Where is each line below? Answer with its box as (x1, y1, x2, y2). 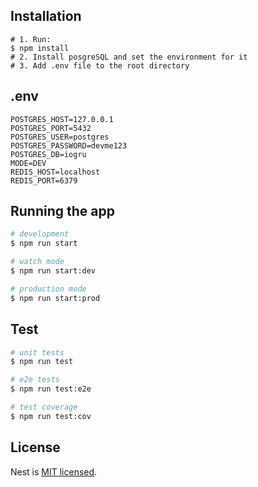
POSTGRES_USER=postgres (10, 132, 110, 142)
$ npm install (10, 43, 70, 53)
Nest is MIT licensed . (10, 465, 98, 478)
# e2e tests (10, 375, 60, 385)
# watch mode (10, 257, 65, 267)
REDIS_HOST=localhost (10, 167, 101, 177)
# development (10, 229, 70, 239)
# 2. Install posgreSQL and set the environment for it (10, 52, 248, 62)
